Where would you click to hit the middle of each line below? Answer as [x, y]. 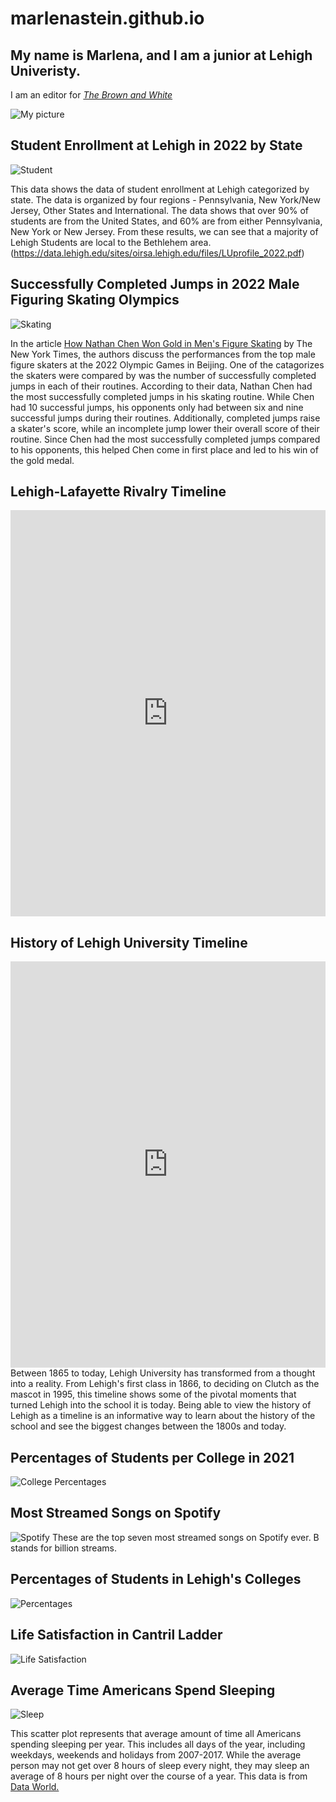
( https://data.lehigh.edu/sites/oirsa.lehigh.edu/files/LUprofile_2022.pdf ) [157, 253]
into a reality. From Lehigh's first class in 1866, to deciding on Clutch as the [165, 1384]
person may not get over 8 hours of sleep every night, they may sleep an [160, 1766]
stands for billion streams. [64, 1548]
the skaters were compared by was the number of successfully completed [163, 375]
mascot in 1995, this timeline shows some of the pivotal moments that [153, 1394]
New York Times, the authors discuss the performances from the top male [163, 354]
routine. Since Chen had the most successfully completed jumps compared [165, 439]
